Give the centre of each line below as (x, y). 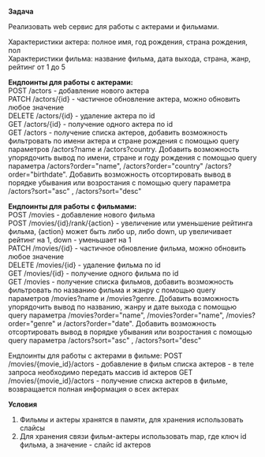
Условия (23, 404)
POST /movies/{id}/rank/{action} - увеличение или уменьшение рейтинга (131, 223)
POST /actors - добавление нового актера (79, 91)
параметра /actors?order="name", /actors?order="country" (106, 166)
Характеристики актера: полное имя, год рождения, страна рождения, (128, 42)
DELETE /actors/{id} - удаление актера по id (82, 116)
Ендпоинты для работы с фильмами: (73, 206)
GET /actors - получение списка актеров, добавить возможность (118, 132)
